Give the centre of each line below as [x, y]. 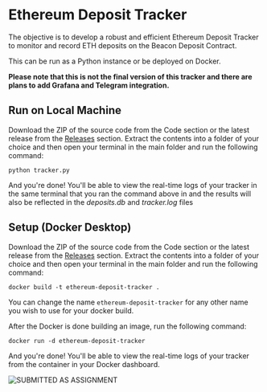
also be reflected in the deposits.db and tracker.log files [101, 202]
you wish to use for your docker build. [71, 310]
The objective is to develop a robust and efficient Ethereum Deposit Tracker [133, 37]
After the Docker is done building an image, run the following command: [127, 326]
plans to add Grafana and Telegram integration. [89, 85]
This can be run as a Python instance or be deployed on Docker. [115, 61]
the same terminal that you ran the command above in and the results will [130, 194]
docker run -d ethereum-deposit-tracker [77, 341]
